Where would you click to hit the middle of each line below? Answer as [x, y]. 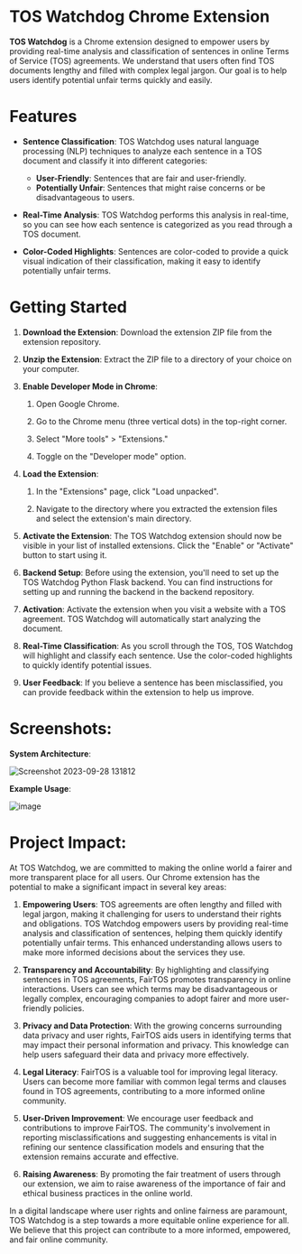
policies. [69, 1008]
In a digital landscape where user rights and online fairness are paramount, [149, 1211]
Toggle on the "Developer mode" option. [111, 456]
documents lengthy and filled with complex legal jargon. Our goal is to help [148, 70]
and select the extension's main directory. [114, 518]
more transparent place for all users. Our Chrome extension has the [135, 877]
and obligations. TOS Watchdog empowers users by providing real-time [155, 924]
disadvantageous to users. [85, 197]
